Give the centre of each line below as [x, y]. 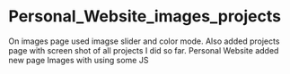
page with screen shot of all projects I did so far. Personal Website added [144, 50]
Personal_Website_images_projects [145, 16]
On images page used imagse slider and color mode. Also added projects [144, 41]
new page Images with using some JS [79, 60]
